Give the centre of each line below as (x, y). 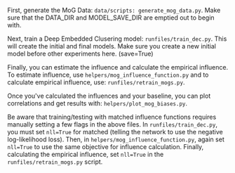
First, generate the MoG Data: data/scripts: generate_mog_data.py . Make (114, 10)
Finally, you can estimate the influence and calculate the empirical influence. (118, 67)
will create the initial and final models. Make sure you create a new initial (112, 46)
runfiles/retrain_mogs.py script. (55, 162)
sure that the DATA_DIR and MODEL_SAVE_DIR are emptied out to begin (111, 18)
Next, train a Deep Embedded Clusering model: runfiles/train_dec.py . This (117, 39)
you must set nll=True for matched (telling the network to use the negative (115, 132)
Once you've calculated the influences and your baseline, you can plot (109, 96)
